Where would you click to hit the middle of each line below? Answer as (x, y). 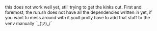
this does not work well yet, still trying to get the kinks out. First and (73, 7)
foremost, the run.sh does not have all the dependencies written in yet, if (78, 12)
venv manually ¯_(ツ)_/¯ (29, 23)
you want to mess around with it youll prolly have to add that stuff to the (78, 17)
